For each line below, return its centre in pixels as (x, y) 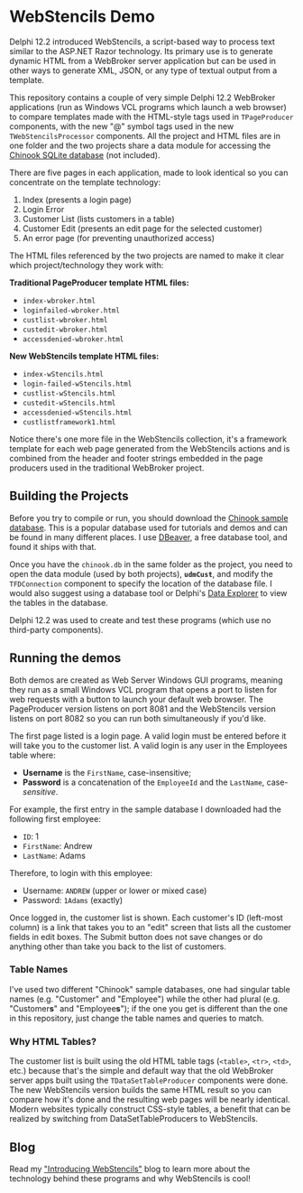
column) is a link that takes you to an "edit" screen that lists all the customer (150, 927)
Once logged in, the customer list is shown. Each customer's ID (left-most (147, 918)
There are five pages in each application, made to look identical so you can (149, 172)
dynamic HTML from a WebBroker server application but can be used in (143, 61)
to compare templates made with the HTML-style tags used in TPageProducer (152, 117)
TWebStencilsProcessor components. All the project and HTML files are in (145, 135)
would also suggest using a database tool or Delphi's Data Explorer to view (148, 592)
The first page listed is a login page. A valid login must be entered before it (148, 736)
